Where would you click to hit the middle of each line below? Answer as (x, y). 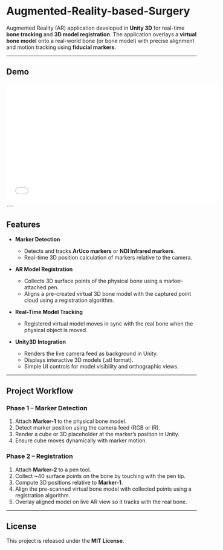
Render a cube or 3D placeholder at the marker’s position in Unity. (97, 434)
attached (35, 287)
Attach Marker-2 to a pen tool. (53, 470)
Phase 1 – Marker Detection (47, 408)
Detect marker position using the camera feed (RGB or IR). (87, 428)
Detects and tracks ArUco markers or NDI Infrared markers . (99, 251)
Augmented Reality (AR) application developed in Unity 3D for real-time (95, 28)
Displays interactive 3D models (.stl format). (79, 360)
